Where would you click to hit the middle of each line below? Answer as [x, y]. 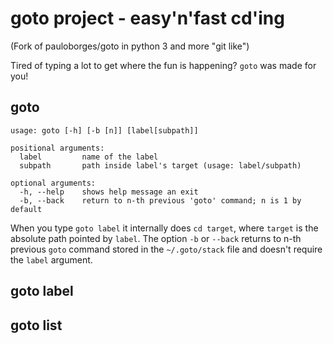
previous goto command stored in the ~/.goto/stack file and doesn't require [166, 249]
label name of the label [89, 157]
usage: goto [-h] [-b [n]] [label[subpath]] [104, 130]
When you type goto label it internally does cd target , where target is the [164, 228]
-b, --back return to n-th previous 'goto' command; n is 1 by [160, 200]
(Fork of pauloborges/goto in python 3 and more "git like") [130, 46]
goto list [36, 325]
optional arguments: [53, 183]
